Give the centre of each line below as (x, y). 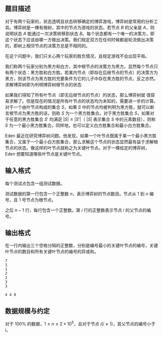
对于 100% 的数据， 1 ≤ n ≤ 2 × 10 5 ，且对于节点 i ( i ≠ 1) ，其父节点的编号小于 (80, 323)
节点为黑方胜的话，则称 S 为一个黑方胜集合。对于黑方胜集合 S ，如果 (82, 113)
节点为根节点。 (41, 200)
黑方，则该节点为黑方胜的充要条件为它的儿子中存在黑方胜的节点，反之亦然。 (81, 78)
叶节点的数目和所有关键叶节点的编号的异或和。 (52, 251)
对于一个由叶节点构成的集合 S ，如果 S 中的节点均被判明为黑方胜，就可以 (78, 107)
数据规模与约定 (27, 311)
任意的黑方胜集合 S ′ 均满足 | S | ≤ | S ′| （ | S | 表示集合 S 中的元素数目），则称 (82, 119)
